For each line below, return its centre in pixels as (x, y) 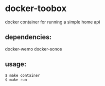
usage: (16, 64)
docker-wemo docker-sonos (34, 49)
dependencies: (28, 37)
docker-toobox (36, 9)
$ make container (23, 75)
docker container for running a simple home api (53, 22)
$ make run (16, 80)
